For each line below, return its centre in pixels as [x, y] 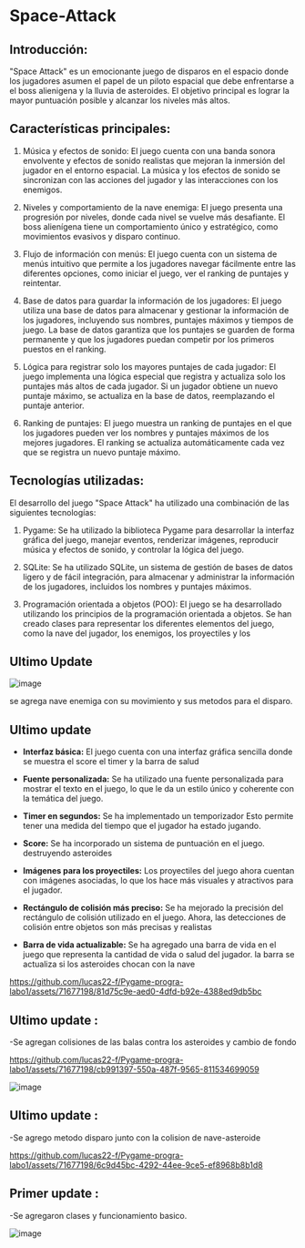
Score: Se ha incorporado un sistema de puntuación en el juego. [144, 844]
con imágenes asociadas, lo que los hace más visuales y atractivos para [158, 881]
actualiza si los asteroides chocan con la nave [109, 964]
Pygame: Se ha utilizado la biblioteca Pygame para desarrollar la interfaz [158, 530]
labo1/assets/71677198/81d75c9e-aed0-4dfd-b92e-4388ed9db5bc [136, 992]
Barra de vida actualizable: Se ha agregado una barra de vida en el [149, 945]
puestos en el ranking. [64, 349]
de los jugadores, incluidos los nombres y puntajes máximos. [137, 586]
